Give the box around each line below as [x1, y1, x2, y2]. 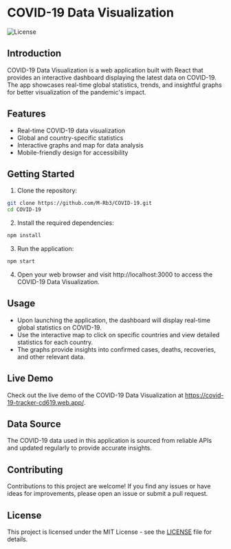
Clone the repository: [16, 186, 78, 194]
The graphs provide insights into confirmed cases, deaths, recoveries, [16, 345, 217, 353]
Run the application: [16, 245, 74, 252]
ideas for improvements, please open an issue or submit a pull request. [7, 490, 208, 498]
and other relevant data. [16, 352, 85, 361]
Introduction [7, 48, 62, 59]
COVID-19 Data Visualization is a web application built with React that [7, 66, 204, 74]
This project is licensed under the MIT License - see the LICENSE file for [7, 528, 212, 536]
